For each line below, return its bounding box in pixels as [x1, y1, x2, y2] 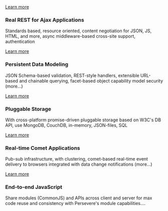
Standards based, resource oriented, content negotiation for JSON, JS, [5, 28, 152, 34]
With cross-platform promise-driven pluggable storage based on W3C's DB [5, 117, 161, 123]
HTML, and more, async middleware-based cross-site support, [5, 33, 135, 39]
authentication [5, 39, 35, 45]
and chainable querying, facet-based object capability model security [19, 78, 163, 84]
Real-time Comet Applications [5, 145, 80, 152]
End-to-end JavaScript [5, 184, 63, 191]
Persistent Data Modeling [5, 61, 69, 68]
